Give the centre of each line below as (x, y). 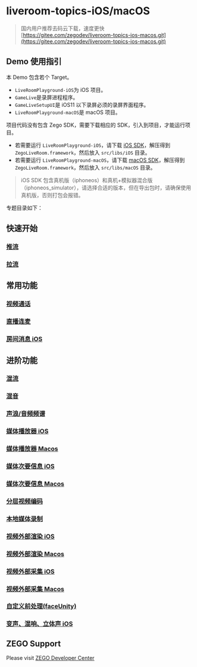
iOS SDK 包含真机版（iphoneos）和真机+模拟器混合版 (87, 180)
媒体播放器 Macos (32, 449)
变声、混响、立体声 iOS (40, 624)
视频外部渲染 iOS (30, 536)
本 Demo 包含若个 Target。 (39, 77)
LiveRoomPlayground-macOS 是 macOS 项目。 (68, 112)
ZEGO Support (34, 643)
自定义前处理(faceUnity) (41, 606)
